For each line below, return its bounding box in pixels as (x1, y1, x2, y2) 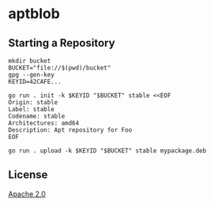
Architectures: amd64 (8, 119, 80, 127)
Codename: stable (8, 112, 66, 120)
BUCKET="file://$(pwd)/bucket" (8, 64, 111, 72)
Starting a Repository (8, 36, 116, 50)
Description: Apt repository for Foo (8, 126, 133, 134)
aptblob (8, 5, 61, 23)
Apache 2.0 (8, 189, 46, 198)
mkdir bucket (8, 57, 51, 65)
